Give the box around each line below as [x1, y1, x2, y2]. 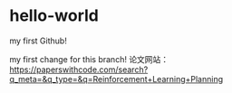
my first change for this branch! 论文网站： [9, 53, 169, 64]
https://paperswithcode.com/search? [9, 64, 149, 75]
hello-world [9, 5, 100, 26]
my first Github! [9, 35, 68, 46]
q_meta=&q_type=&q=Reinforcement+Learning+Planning [9, 73, 224, 84]
